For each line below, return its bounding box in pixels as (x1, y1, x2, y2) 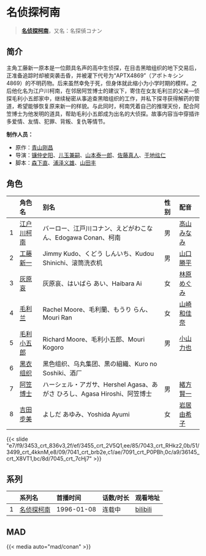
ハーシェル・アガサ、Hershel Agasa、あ (42, 380, 158, 389)
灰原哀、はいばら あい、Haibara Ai (42, 279, 142, 288)
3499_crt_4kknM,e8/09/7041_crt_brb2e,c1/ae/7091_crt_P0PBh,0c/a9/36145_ (6, 448, 200, 456)
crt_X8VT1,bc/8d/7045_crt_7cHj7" (6, 454, 92, 462)
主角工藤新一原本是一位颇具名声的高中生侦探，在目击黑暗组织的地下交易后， (6, 64, 200, 71)
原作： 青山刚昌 (15, 143, 53, 151)
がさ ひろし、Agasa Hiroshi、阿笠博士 (42, 389, 152, 398)
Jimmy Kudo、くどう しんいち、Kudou (42, 249, 154, 258)
